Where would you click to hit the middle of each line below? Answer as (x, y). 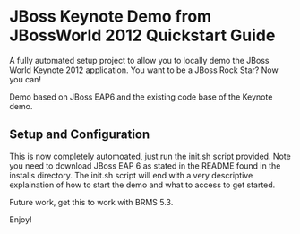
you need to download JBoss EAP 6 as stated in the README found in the (145, 165)
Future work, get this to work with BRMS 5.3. (91, 202)
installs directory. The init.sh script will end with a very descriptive (131, 175)
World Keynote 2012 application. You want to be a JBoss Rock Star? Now (144, 70)
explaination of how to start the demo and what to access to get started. (142, 185)
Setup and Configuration (80, 135)
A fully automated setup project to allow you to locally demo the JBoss (139, 60)
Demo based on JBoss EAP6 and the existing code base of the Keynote (141, 97)
